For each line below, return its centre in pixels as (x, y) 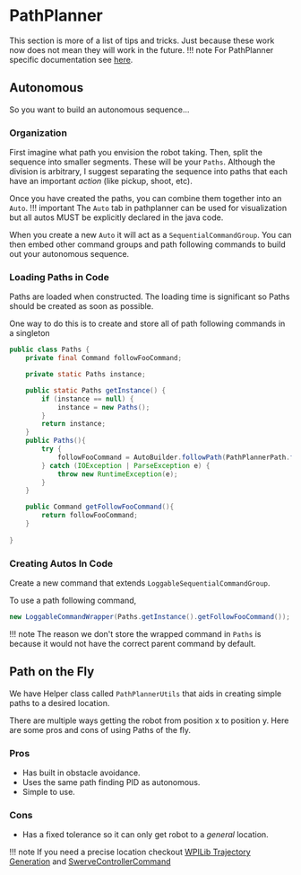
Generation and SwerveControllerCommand (90, 862)
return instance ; (73, 424)
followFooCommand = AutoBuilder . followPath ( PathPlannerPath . (174, 457)
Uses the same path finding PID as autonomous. (111, 782)
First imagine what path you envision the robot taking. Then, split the (136, 153)
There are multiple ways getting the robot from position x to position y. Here (149, 720)
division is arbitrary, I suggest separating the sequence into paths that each (149, 172)
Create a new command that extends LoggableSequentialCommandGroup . (140, 583)
